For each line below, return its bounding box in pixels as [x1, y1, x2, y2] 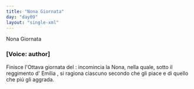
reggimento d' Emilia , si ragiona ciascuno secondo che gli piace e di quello [6, 70, 189, 77]
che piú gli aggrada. [6, 76, 55, 83]
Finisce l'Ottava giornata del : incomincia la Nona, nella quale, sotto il [6, 63, 173, 70]
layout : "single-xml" [6, 19, 59, 25]
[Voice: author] [6, 50, 51, 59]
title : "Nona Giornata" [6, 8, 65, 15]
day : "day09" [6, 14, 38, 20]
